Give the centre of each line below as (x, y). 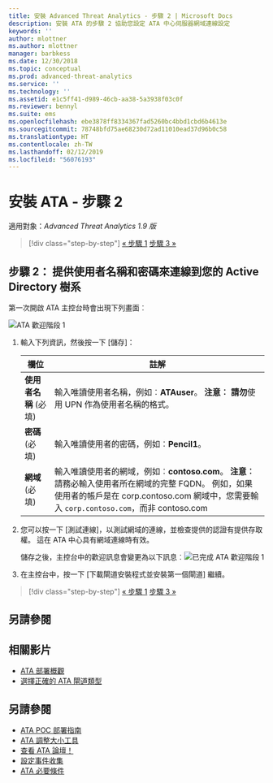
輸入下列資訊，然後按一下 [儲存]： (77, 342)
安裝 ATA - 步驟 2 (66, 202)
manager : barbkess (39, 54)
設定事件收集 (41, 761)
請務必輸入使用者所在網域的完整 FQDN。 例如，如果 (154, 484)
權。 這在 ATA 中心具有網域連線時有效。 (87, 540)
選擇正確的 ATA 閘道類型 (61, 681)
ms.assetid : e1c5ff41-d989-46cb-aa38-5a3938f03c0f (96, 99)
